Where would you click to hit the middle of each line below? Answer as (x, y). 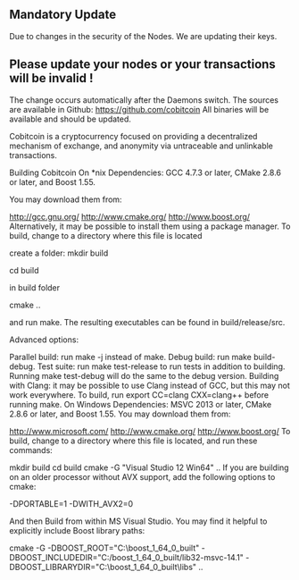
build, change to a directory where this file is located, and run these (133, 441)
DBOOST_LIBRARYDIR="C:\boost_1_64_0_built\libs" (103, 567)
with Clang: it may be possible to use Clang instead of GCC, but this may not (149, 385)
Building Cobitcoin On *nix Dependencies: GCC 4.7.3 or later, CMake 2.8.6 (145, 172)
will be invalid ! (51, 78)
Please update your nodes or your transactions (143, 65)
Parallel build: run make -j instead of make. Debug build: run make (131, 357)
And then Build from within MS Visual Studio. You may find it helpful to (138, 521)
